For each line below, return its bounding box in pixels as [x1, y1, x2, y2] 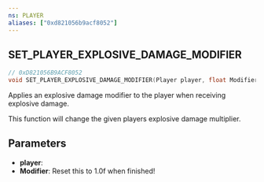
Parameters [8, 137, 67, 150]
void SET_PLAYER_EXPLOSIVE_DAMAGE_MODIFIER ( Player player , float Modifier [8, 76, 258, 84]
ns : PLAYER [8, 11, 44, 20]
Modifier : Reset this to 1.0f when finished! [19, 166, 156, 176]
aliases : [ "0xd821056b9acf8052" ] [8, 19, 118, 27]
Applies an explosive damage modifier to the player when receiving [8, 91, 226, 100]
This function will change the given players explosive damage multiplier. [8, 114, 241, 124]
